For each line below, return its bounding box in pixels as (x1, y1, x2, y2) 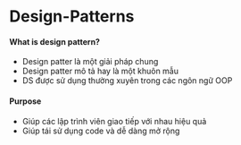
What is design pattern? (9, 36, 101, 47)
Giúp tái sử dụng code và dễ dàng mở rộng (21, 125, 180, 136)
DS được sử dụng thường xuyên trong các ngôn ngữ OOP (21, 75, 233, 86)
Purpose (9, 96, 42, 107)
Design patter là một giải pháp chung (21, 56, 159, 67)
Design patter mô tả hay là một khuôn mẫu (21, 65, 179, 77)
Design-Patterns (9, 6, 135, 27)
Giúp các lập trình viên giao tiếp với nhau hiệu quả (21, 115, 207, 126)
